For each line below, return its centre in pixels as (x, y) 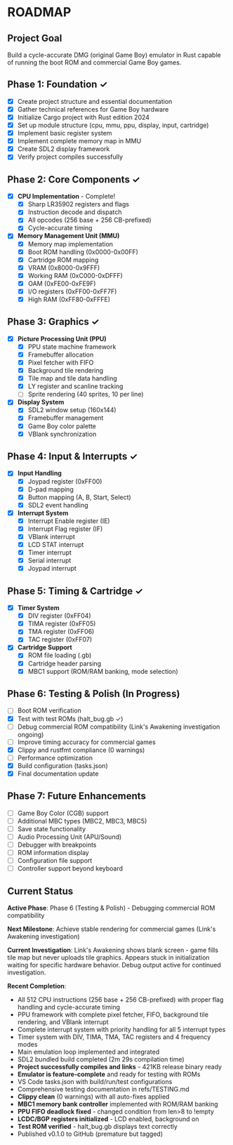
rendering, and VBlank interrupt (63, 1022)
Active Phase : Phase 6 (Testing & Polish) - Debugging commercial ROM (111, 908)
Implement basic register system (65, 133)
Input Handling (39, 473)
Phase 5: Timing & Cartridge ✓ (75, 591)
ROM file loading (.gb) (60, 655)
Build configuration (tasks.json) (62, 765)
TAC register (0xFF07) (60, 640)
